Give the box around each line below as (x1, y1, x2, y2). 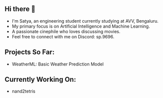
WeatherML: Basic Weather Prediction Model (11, 61, 104, 67)
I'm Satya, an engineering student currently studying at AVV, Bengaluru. (11, 18, 159, 24)
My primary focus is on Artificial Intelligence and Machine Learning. (11, 23, 150, 29)
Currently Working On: (4, 75, 76, 84)
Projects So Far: (4, 48, 55, 57)
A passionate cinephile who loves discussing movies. (11, 28, 121, 34)
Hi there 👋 (4, 5, 36, 13)
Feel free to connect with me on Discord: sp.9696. (11, 33, 114, 39)
